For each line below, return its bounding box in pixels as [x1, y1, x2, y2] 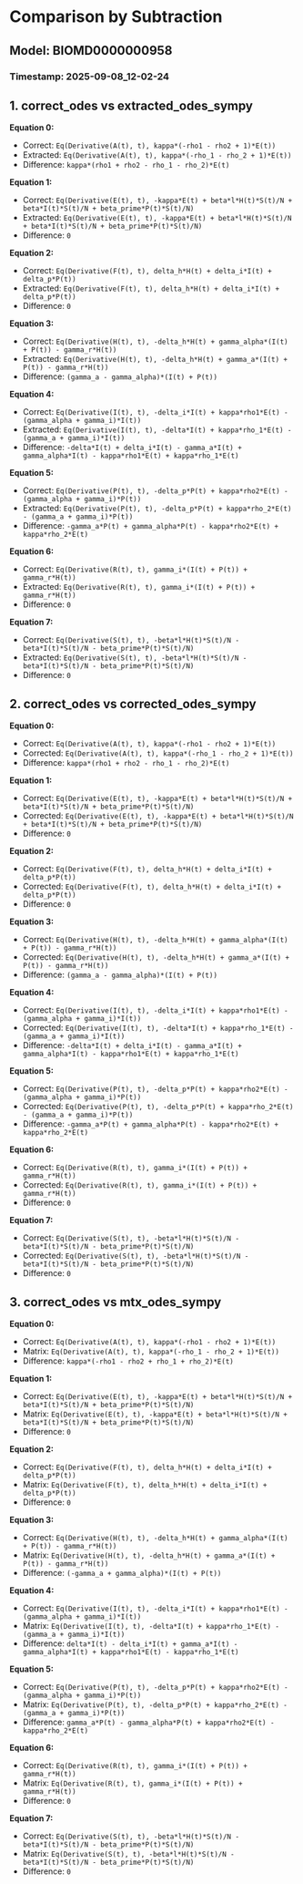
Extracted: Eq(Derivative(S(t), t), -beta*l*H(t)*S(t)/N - [22, 652, 247, 663]
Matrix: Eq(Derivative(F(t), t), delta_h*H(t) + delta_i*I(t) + [22, 1478, 268, 1489]
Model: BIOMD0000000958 [9, 43, 173, 58]
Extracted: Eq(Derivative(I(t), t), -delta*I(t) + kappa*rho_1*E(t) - [22, 424, 292, 435]
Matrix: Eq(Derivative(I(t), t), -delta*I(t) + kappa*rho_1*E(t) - [22, 1620, 280, 1631]
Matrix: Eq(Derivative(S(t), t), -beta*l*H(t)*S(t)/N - [22, 1848, 235, 1858]
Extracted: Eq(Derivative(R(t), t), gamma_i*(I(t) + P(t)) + [22, 582, 256, 592]
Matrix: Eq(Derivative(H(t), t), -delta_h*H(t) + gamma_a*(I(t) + [22, 1549, 276, 1560]
